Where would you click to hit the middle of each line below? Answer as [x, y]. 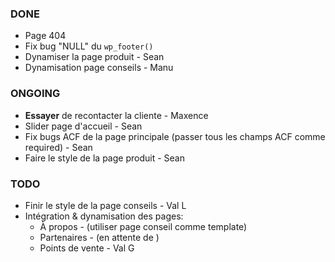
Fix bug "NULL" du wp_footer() [89, 46]
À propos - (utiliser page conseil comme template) [143, 226]
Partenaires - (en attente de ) [99, 237]
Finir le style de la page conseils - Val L [105, 205]
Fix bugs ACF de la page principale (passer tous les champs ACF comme [175, 136]
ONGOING [35, 94]
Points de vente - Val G [87, 248]
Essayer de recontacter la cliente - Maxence [116, 115]
